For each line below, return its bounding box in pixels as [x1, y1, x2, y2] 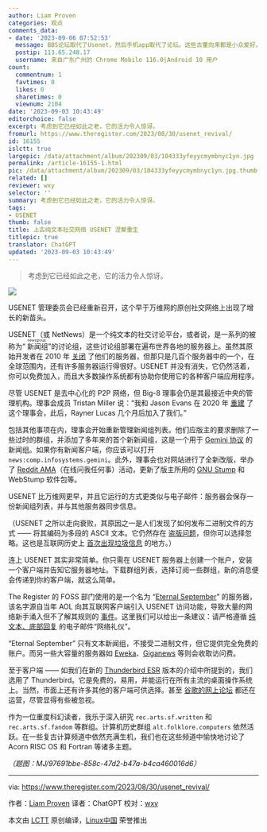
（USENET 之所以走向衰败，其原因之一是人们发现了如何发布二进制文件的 [8, 518, 247, 528]
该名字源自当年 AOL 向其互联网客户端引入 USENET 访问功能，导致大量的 [8, 602, 246, 611]
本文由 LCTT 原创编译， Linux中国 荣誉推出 [8, 815, 148, 825]
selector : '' [8, 188, 52, 197]
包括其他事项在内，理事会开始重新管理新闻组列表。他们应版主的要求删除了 [8, 424, 252, 434]
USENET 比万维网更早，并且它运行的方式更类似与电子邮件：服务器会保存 [8, 491, 247, 501]
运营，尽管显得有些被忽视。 [8, 695, 99, 704]
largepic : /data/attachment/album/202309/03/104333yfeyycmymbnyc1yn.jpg [8, 152, 254, 160]
